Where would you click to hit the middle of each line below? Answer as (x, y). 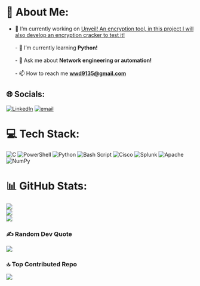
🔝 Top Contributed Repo (42, 264)
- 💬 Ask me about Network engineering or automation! (83, 60)
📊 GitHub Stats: (47, 186)
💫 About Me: (38, 12)
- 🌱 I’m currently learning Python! (56, 48)
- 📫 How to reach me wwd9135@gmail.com (70, 73)
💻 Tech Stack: (43, 134)
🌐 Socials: (26, 94)
